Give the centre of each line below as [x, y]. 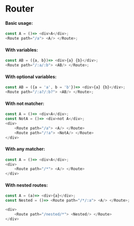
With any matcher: [25, 149]
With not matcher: [25, 103]
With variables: [22, 50]
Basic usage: [19, 23]
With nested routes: [27, 185]
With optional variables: [31, 77]
